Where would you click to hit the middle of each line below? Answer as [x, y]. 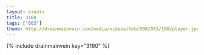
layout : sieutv [25, 12]
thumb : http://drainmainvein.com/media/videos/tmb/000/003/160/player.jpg [103, 29]
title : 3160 [21, 18]
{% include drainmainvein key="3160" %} [58, 46]
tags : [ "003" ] [24, 23]
